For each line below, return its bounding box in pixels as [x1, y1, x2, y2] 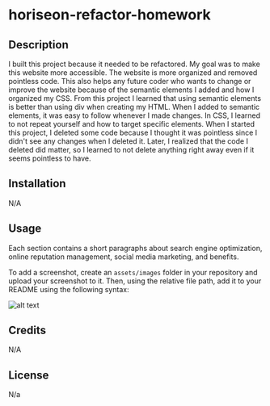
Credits [8, 324, 47, 337]
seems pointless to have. [8, 153, 91, 163]
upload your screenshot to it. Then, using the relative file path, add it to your [8, 276, 262, 286]
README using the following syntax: [8, 284, 129, 294]
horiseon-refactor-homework [8, 6, 212, 24]
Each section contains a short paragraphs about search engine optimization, [8, 243, 263, 253]
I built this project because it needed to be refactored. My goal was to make [8, 59, 260, 69]
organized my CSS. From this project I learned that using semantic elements [8, 94, 261, 103]
